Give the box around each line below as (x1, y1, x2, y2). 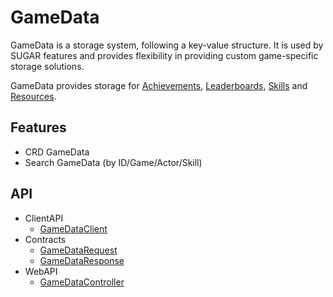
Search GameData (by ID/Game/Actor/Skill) (24, 156, 203, 168)
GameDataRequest (39, 244, 118, 256)
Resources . (10, 90, 57, 102)
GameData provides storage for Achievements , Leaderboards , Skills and (10, 79, 308, 91)
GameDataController (39, 276, 125, 288)
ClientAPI (24, 212, 64, 224)
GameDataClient (39, 222, 108, 235)
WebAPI (24, 265, 58, 277)
